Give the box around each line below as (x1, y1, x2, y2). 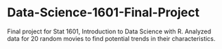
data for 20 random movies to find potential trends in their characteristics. (7, 34, 216, 42)
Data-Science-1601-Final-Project (7, 5, 200, 20)
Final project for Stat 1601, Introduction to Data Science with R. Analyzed (7, 27, 212, 35)
